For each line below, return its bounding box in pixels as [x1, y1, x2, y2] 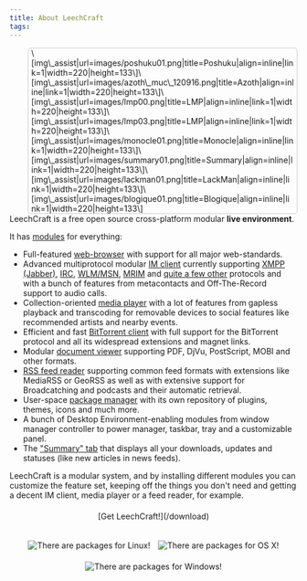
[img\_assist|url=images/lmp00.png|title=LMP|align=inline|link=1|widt [31, 96, 292, 107]
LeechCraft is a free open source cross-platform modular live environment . [9, 213, 295, 224]
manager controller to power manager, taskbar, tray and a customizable [22, 423, 292, 434]
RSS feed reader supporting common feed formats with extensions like [22, 364, 290, 375]
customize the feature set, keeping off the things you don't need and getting [9, 480, 297, 491]
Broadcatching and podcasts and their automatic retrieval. [22, 385, 242, 396]
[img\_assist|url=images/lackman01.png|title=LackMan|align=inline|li [31, 174, 291, 185]
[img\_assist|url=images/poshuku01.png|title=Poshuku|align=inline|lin [31, 57, 294, 69]
